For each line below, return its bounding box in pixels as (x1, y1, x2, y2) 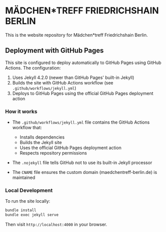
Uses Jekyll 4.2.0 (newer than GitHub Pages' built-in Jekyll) (12, 75, 135, 80)
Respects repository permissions (19, 150, 87, 156)
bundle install (5, 208, 37, 213)
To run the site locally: (5, 198, 51, 204)
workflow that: (12, 125, 42, 131)
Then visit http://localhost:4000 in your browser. (5, 222, 108, 228)
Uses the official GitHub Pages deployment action (19, 145, 121, 151)
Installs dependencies (19, 134, 65, 140)
